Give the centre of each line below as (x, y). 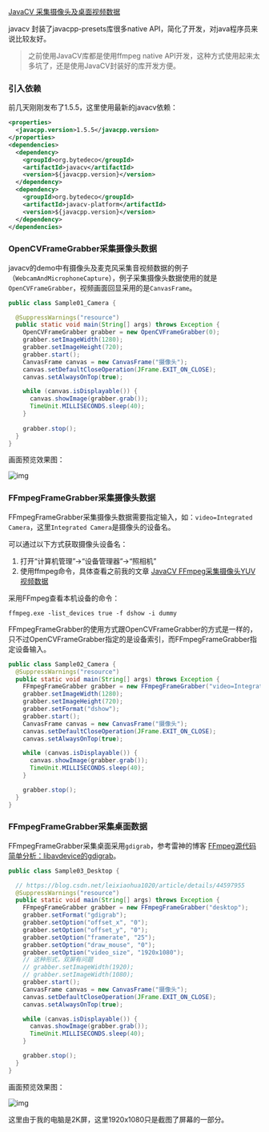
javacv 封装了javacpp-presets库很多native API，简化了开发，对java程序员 (130, 29)
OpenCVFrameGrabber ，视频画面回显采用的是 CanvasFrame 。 (102, 287)
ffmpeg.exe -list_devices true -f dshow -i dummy (93, 613)
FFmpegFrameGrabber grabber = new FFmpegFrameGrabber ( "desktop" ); (136, 908)
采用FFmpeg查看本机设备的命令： (64, 598)
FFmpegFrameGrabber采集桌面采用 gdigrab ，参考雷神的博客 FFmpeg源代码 (132, 845)
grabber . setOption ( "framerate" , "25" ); (89, 937)
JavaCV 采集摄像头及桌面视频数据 (64, 12)
